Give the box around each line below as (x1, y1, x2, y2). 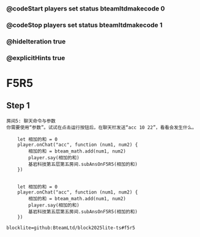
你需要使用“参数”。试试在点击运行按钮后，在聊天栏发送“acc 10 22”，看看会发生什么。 (6, 124, 197, 130)
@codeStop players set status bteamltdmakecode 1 (6, 20, 163, 29)
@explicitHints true (6, 53, 65, 62)
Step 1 (6, 100, 31, 111)
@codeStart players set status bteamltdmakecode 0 (6, 4, 165, 13)
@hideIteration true (6, 37, 66, 45)
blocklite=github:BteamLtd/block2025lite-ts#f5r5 (6, 225, 136, 231)
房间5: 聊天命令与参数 (6, 118, 56, 124)
